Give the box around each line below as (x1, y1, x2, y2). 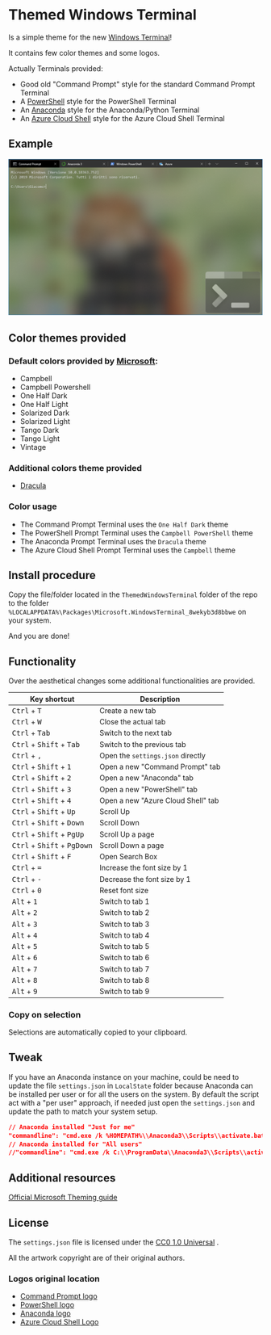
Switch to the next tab (99, 728, 172, 738)
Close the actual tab (99, 717, 166, 727)
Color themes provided (8, 331, 127, 345)
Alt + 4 (11, 930, 38, 940)
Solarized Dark (19, 408, 70, 418)
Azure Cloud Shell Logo (19, 1317, 99, 1327)
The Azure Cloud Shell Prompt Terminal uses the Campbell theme (19, 545, 236, 555)
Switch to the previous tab (99, 739, 187, 749)
